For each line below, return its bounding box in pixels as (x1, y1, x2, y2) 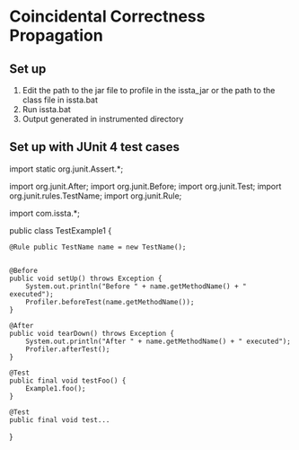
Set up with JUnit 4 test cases (9, 139, 180, 154)
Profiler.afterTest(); (25, 344, 110, 354)
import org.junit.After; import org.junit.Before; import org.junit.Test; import (9, 181, 282, 191)
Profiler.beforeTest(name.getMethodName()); (25, 297, 195, 306)
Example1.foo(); (25, 384, 87, 393)
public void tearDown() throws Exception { (9, 329, 175, 338)
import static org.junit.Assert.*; (9, 163, 124, 174)
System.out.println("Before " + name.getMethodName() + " (25, 281, 247, 291)
